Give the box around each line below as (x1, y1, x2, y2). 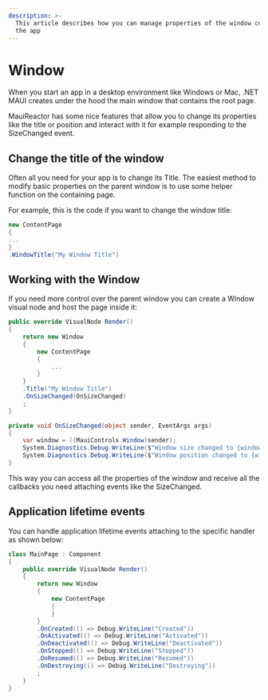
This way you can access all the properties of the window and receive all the (8, 473, 260, 482)
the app (15, 26, 41, 34)
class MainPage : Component (8, 550, 102, 558)
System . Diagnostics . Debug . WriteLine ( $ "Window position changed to (22, 451, 248, 460)
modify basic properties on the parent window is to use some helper (8, 182, 233, 191)
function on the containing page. (8, 190, 116, 200)
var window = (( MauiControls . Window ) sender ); (22, 437, 177, 445)
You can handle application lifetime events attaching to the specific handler (8, 526, 255, 536)
